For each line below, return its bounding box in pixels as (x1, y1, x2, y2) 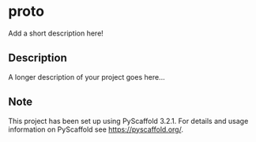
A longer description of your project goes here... (8, 72, 165, 81)
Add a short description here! (8, 28, 104, 38)
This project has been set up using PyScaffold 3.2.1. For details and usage (8, 116, 249, 125)
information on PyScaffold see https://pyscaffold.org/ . (8, 125, 184, 134)
